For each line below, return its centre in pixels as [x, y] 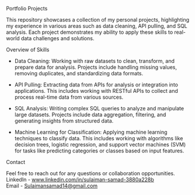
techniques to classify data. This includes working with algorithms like [99, 138]
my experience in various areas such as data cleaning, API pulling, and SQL [97, 26]
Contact [15, 162]
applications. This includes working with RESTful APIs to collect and [96, 91]
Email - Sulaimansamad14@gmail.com [52, 186]
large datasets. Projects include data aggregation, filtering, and [90, 114]
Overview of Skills [28, 50]
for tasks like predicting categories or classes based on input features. [99, 151]
